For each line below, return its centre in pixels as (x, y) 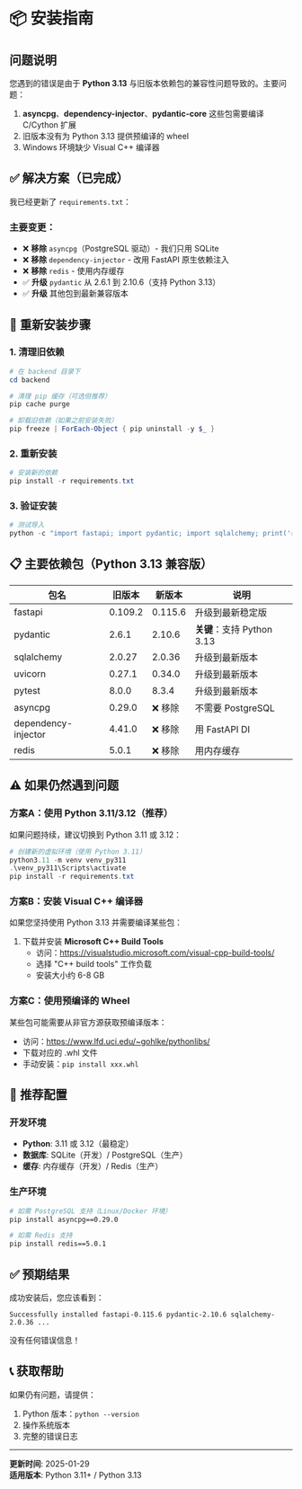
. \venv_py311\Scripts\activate (68, 868)
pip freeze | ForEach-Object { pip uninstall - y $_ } (112, 429)
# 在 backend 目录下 (45, 371)
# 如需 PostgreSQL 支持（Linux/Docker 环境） (91, 1211)
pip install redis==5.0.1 (58, 1244)
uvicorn (30, 673)
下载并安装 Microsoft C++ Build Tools (93, 942)
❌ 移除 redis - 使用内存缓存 (73, 271)
